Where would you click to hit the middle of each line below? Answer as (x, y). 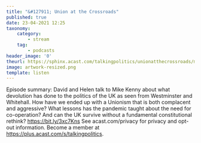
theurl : (16, 61)
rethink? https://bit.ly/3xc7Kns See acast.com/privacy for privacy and (92, 121)
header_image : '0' (29, 56)
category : (29, 34)
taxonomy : (19, 28)
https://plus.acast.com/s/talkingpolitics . (55, 134)
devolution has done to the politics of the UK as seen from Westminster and (99, 96)
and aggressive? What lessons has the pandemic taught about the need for (99, 108)
